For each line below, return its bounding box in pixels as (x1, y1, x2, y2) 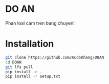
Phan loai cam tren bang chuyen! (5, 20, 75, 26)
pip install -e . (5, 69, 42, 74)
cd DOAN (5, 59, 22, 65)
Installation (5, 38, 54, 50)
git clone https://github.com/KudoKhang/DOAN (5, 55, 104, 60)
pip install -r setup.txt (5, 74, 60, 79)
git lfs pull (5, 65, 33, 70)
